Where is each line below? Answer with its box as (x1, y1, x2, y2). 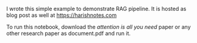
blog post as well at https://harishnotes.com (6, 12, 117, 19)
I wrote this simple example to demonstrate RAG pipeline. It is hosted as (6, 5, 187, 12)
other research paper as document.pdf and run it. (6, 30, 131, 37)
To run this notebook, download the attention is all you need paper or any (6, 24, 191, 30)
